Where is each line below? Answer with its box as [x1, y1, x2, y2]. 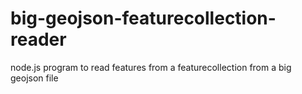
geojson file [10, 72, 59, 84]
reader [10, 28, 67, 51]
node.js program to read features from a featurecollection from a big [10, 61, 292, 73]
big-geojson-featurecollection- [10, 7, 277, 30]
